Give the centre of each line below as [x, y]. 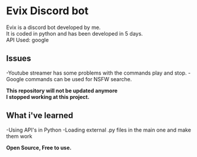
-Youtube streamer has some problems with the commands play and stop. [96, 73]
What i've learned [40, 116]
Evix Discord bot [47, 11]
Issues [19, 58]
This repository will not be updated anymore [62, 91]
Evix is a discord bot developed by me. [53, 27]
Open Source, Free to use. [39, 148]
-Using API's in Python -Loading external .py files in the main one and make [99, 130]
